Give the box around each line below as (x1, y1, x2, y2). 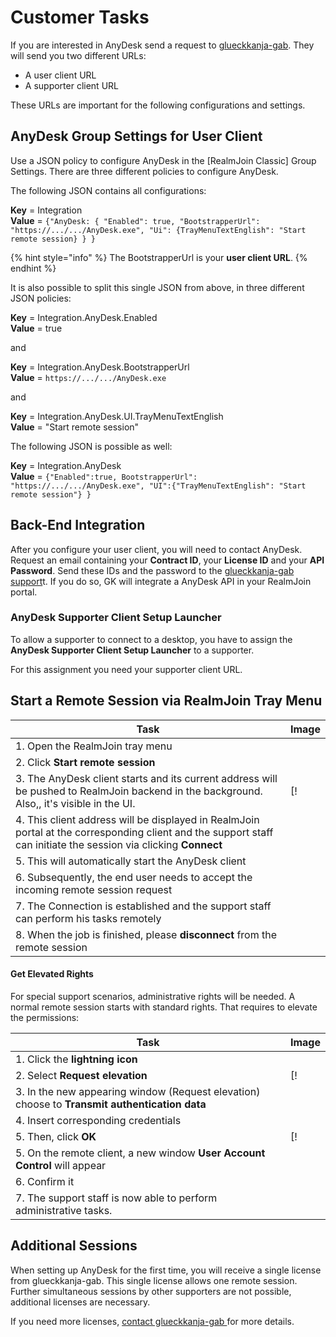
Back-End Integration (10, 517, 146, 534)
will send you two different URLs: (10, 49, 147, 61)
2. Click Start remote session (15, 755, 156, 769)
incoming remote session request (15, 882, 173, 896)
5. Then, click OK (15, 1129, 97, 1143)
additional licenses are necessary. (10, 1296, 151, 1308)
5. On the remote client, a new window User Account (15, 1146, 266, 1160)
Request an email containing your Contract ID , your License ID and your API (10, 554, 325, 566)
